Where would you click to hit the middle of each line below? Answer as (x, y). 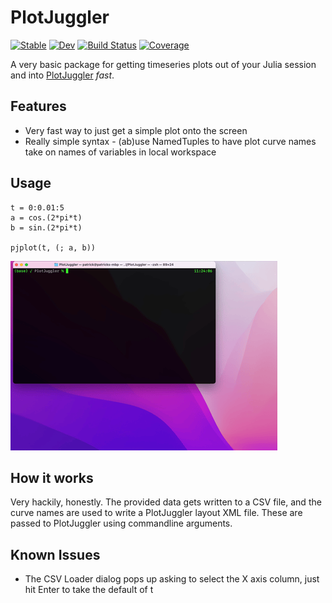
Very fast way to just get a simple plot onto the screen (136, 130)
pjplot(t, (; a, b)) (53, 247)
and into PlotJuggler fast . (62, 75)
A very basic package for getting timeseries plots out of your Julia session (163, 64)
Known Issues (55, 554)
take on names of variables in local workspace (120, 152)
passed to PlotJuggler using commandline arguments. (121, 523)
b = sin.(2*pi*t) (46, 227)
